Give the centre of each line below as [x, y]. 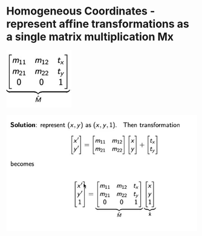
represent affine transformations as [98, 24]
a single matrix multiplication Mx [90, 37]
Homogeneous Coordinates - [81, 11]
